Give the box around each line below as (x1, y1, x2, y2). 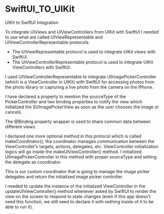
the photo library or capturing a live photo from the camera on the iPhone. (5, 84, 154, 90)
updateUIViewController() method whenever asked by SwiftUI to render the (5, 188, 156, 194)
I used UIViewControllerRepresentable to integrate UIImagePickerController (5, 74, 157, 79)
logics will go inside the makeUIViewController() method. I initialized (5, 149, 142, 155)
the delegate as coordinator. (5, 159, 62, 165)
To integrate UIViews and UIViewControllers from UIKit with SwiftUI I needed (5, 29, 159, 35)
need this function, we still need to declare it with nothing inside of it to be (5, 198, 154, 204)
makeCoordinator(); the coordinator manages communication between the (5, 138, 155, 144)
